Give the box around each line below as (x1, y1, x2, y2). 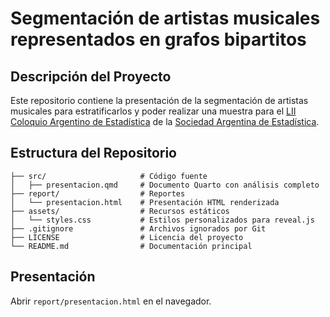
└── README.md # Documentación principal (10, 241, 253, 251)
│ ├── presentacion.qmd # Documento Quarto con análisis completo (10, 180, 320, 190)
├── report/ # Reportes (10, 188, 186, 199)
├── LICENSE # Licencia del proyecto (10, 232, 244, 242)
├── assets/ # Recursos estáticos (10, 206, 230, 216)
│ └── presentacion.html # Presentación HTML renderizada (10, 197, 280, 207)
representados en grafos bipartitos (10, 28, 307, 51)
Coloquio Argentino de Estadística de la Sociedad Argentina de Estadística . (10, 116, 320, 127)
